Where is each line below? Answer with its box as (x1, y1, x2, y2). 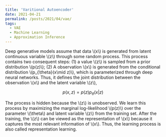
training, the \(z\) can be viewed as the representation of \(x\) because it (5, 115, 153, 121)
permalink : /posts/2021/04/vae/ (5, 16, 72, 21)
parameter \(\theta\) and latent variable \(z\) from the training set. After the (5, 110, 157, 116)
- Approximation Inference (9, 35, 65, 40)
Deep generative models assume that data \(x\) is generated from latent (5, 48, 151, 54)
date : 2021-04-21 (5, 12, 41, 17)
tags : (5, 21, 16, 26)
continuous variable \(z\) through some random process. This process (5, 53, 148, 59)
